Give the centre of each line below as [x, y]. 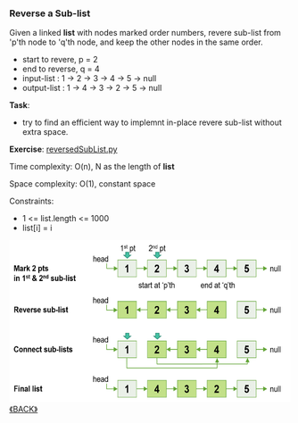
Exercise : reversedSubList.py [63, 149]
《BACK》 [24, 410]
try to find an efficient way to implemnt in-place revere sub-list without [152, 122]
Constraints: [32, 201]
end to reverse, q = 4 [61, 69]
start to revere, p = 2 [60, 60]
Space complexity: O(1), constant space [83, 184]
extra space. [45, 132]
